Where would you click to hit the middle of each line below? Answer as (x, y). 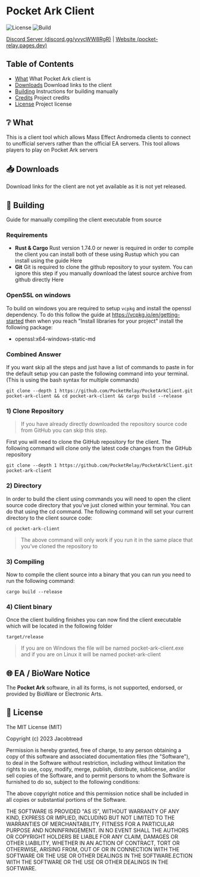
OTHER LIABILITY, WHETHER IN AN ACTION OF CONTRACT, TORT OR (93, 843)
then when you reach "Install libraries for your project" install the (104, 321)
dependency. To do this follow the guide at (59, 314)
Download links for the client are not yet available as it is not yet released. (96, 187)
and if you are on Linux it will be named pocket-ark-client (91, 654)
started (15, 321)
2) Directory (24, 486)
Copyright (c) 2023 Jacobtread (44, 739)
